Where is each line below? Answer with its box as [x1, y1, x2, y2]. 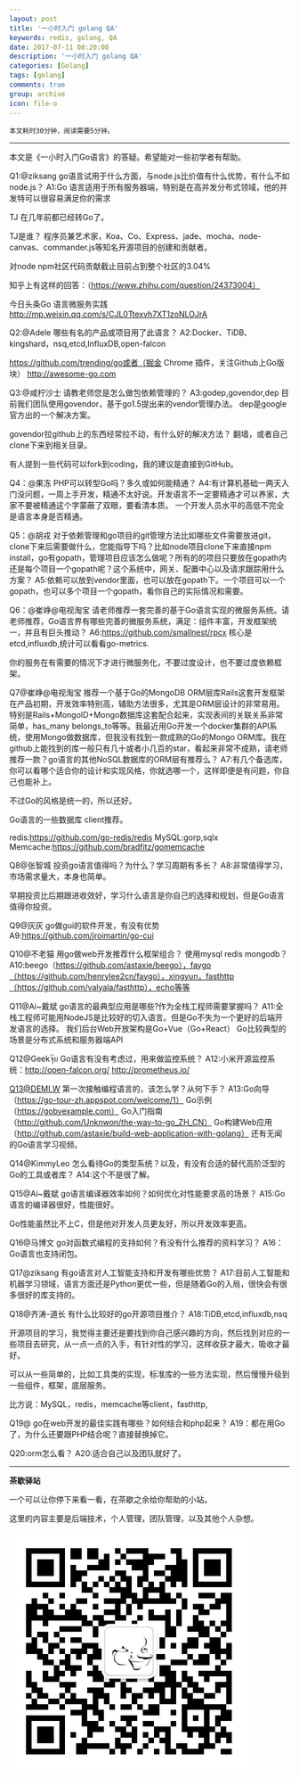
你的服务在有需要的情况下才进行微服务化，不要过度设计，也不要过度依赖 [9, 656, 274, 668]
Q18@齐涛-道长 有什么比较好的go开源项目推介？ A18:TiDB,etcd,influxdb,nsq [9, 1308, 287, 1319]
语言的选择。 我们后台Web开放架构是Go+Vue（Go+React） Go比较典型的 [16, 1023, 287, 1033]
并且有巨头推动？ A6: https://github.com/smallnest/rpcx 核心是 [24, 627, 253, 638]
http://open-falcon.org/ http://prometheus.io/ [25, 1064, 190, 1074]
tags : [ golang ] [9, 71, 66, 80]
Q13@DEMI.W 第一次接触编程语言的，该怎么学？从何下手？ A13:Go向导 [9, 1083, 270, 1094]
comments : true [9, 80, 66, 89]
